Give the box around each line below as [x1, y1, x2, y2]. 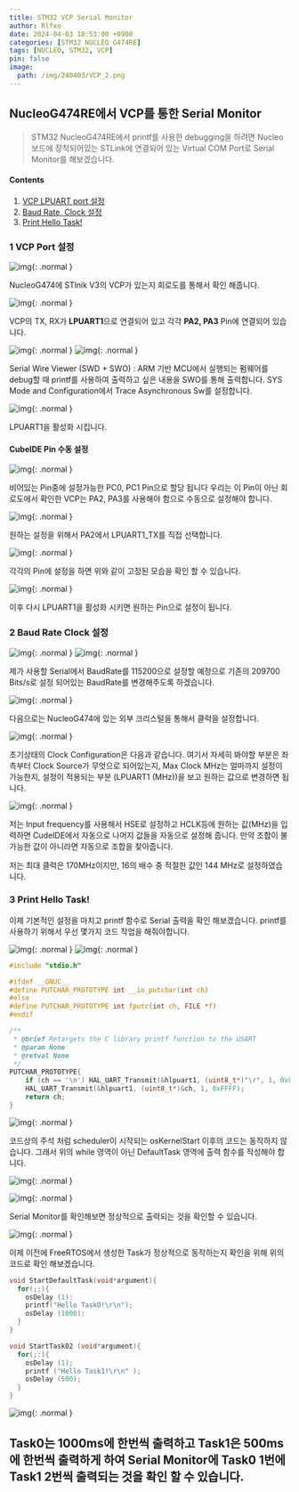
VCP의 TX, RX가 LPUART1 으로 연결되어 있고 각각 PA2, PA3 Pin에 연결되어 [9, 316, 271, 327]
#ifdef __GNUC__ [9, 977, 69, 986]
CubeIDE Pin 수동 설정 [9, 443, 89, 454]
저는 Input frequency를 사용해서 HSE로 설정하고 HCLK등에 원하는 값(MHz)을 [9, 818, 279, 829]
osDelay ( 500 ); [25, 1374, 82, 1384]
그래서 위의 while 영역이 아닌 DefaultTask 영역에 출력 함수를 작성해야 [35, 1146, 276, 1157]
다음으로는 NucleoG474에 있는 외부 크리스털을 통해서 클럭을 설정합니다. [9, 713, 260, 724]
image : [9, 63, 34, 72]
